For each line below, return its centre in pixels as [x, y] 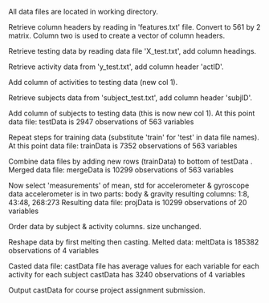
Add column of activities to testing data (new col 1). [93, 82]
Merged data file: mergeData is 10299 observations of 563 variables [121, 170]
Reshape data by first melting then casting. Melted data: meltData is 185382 [134, 242]
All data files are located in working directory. [83, 12]
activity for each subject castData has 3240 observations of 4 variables [127, 275]
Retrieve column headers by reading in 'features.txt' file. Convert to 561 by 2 [134, 27]
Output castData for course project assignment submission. [107, 290]
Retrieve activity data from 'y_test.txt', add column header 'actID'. [116, 67]
